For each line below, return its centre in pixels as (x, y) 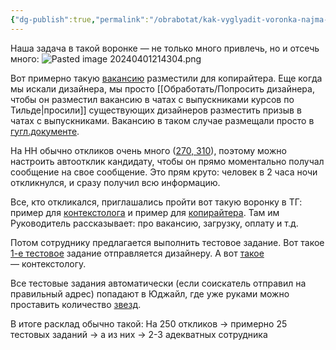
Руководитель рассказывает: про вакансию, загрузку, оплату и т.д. (154, 223)
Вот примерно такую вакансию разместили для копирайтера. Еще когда (166, 78)
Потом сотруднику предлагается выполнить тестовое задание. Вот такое (167, 242)
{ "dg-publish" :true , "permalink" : (80, 19)
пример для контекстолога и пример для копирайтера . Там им (145, 212)
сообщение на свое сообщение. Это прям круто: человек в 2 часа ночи (164, 172)
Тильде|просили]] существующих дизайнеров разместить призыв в (156, 110)
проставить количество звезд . (76, 304)
